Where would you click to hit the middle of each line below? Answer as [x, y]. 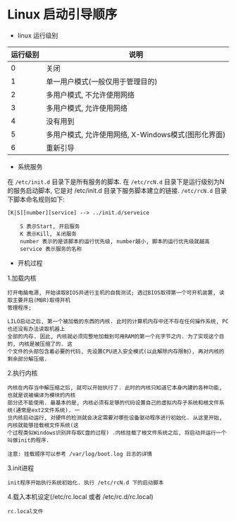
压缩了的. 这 [56, 344]
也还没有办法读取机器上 [36, 329]
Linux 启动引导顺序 [62, 14]
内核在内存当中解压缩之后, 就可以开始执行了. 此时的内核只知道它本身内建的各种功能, [115, 387]
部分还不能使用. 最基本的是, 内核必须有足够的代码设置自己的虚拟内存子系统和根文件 [113, 403]
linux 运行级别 [38, 35]
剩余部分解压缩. [27, 359]
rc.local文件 [25, 511]
